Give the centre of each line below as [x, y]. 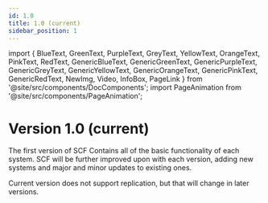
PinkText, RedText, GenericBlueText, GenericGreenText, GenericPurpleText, [133, 62]
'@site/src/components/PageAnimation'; [76, 96]
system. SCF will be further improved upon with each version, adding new [131, 159]
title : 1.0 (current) [45, 23]
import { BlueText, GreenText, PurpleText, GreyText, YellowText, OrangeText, [134, 54]
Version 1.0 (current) [79, 128]
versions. [23, 192]
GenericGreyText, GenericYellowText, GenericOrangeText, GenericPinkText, [133, 71]
